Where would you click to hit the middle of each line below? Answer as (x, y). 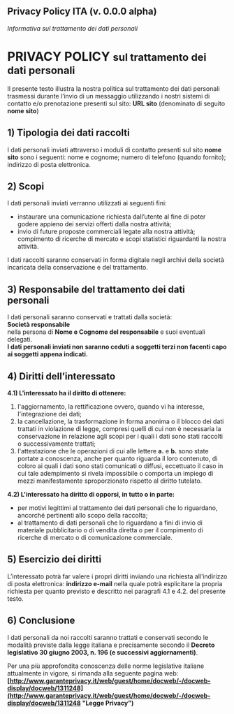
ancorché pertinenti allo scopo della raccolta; (82, 515)
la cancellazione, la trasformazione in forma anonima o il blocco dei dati (120, 421)
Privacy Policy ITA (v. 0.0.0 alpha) (82, 12)
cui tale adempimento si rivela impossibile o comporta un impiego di (115, 473)
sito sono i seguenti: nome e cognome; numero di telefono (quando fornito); (117, 157)
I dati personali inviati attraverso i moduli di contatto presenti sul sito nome (115, 150)
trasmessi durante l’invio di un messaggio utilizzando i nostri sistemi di (109, 96)
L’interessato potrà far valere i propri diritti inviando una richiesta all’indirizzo (117, 576)
